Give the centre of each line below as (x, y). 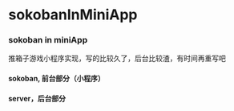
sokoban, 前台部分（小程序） (57, 79)
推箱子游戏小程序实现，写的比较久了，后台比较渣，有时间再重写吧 (117, 59)
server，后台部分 (37, 98)
